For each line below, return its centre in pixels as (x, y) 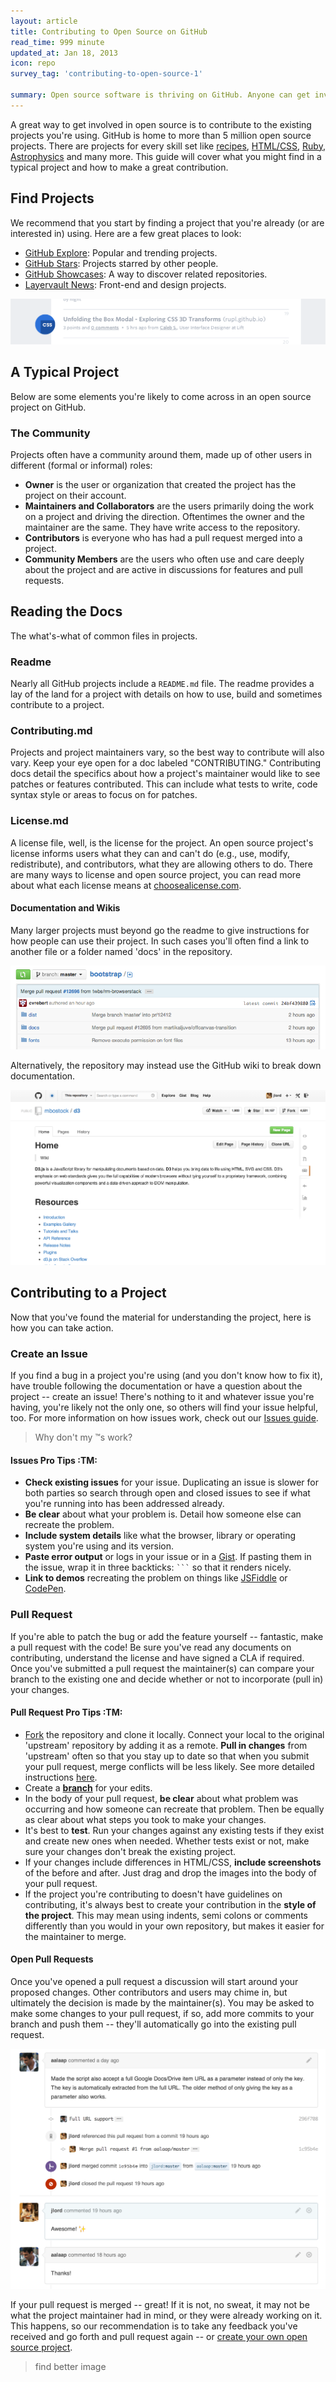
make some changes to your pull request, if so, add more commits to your (162, 2013)
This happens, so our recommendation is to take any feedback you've (154, 2326)
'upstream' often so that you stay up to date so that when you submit (167, 1756)
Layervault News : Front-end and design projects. (125, 284)
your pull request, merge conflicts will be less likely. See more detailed (169, 1766)
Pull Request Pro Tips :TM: (66, 1712)
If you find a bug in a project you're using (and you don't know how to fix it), (166, 1376)
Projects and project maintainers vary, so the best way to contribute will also (167, 752)
